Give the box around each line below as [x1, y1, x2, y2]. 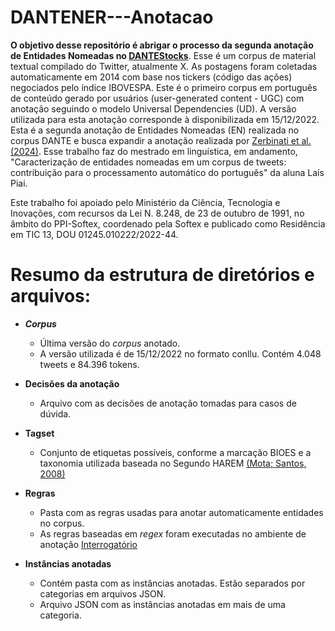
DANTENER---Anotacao [10, 6, 214, 29]
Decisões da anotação [24, 377, 120, 390]
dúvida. [39, 407, 72, 420]
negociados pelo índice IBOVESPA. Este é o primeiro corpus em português [10, 81, 318, 93]
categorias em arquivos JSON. [39, 587, 167, 600]
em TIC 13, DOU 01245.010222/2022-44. [10, 228, 179, 240]
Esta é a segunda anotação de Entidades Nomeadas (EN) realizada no [10, 124, 300, 136]
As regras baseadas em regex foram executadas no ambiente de [39, 527, 307, 540]
